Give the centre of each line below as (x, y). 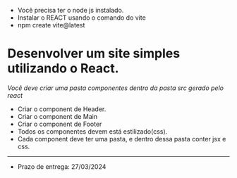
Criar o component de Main (57, 116)
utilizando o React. (63, 69)
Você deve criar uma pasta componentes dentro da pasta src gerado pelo (116, 88)
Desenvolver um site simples (94, 54)
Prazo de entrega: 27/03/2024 (62, 166)
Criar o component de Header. (62, 109)
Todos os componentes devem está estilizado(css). (92, 131)
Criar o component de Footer (60, 124)
